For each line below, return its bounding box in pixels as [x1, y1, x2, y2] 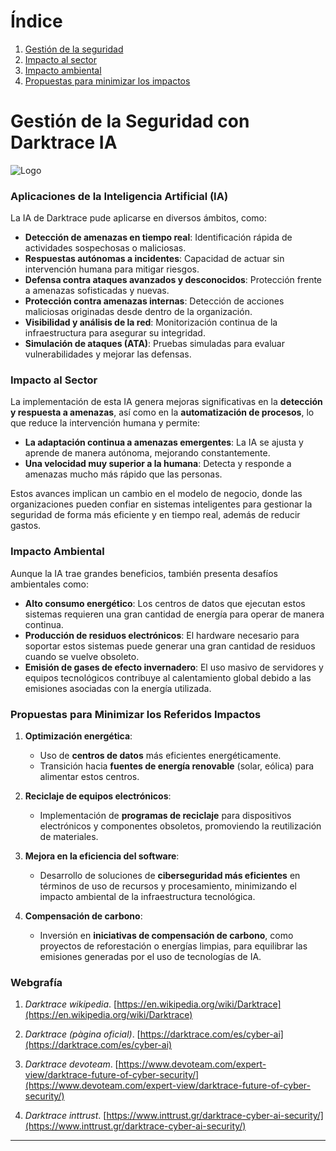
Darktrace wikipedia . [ [24, 998, 118, 1010]
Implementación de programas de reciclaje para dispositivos [39, 810, 292, 822]
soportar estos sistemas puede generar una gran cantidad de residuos [24, 640, 316, 652]
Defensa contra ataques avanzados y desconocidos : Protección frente [24, 274, 323, 286]
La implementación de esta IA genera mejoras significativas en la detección [10, 396, 323, 408]
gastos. [10, 520, 42, 532]
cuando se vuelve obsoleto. [24, 650, 140, 662]
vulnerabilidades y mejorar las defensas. [24, 348, 192, 360]
